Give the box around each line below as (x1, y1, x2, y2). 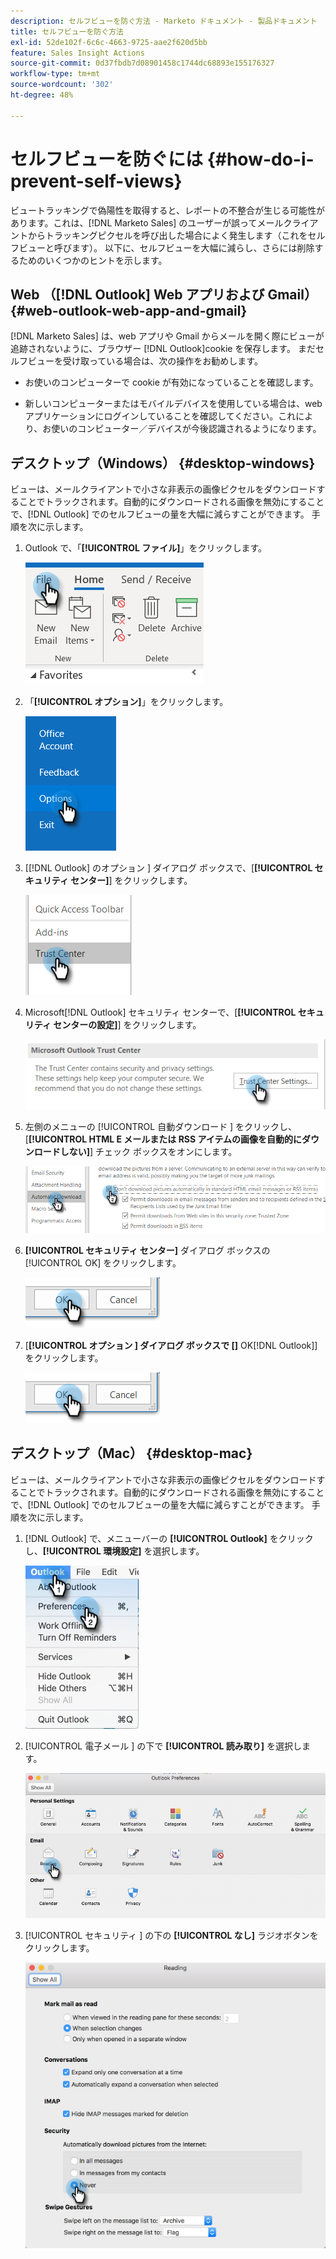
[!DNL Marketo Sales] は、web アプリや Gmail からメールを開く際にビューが (10, 330, 325, 342)
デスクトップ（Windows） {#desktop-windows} (10, 455, 316, 472)
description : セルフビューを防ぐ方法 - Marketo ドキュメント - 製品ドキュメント (10, 16, 318, 26)
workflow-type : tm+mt (10, 69, 101, 79)
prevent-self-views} (10, 170, 183, 192)
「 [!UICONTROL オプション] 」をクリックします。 (24, 696, 229, 708)
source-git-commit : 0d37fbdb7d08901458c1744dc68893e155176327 (10, 58, 275, 69)
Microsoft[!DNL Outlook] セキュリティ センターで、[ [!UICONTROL (24, 1006, 297, 1019)
